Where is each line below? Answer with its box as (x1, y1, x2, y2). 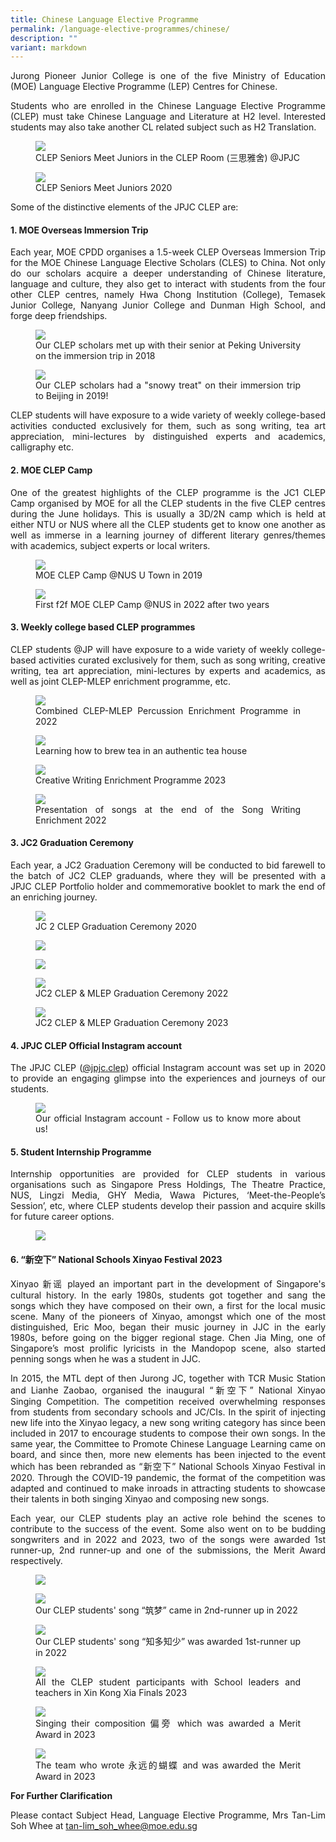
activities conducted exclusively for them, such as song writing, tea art (10, 420, 326, 432)
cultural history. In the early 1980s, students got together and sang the (10, 1289, 326, 1301)
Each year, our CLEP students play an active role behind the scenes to (10, 1512, 326, 1524)
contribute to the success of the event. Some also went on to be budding (10, 1522, 326, 1535)
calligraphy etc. (10, 441, 74, 453)
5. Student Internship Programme (10, 1146, 152, 1158)
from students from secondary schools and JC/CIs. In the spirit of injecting (10, 1406, 326, 1418)
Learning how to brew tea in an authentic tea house (35, 744, 248, 756)
